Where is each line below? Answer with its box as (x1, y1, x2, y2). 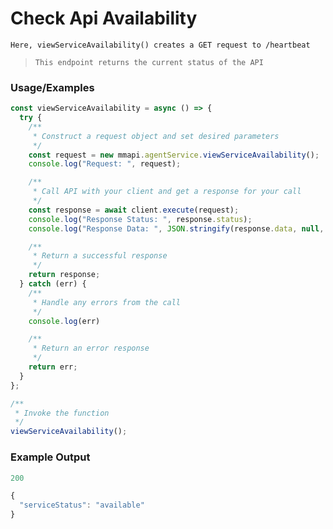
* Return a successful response (32, 251, 168, 261)
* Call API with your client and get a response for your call (32, 187, 302, 197)
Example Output (10, 450, 91, 464)
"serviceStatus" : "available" (19, 500, 145, 511)
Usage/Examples (10, 80, 95, 94)
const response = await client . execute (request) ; (28, 205, 240, 215)
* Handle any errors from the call (32, 297, 182, 307)
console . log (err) (28, 316, 101, 326)
